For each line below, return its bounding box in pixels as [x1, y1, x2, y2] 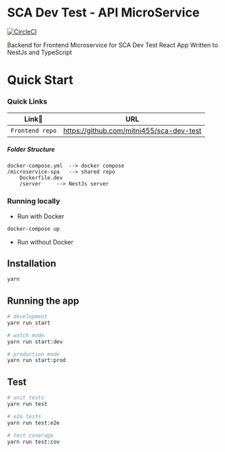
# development [7, 313, 48, 320]
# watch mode [7, 332, 45, 339]
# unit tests [7, 394, 45, 401]
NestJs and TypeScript [7, 48, 72, 56]
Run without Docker [17, 238, 74, 246]
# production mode [7, 350, 60, 358]
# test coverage [7, 431, 54, 439]
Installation [7, 258, 56, 269]
